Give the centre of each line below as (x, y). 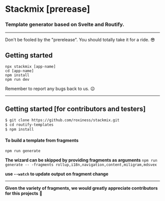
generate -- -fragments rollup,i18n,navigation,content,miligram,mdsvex (81, 165)
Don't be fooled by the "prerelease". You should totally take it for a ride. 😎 (80, 40)
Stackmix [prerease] (48, 9)
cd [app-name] (20, 71)
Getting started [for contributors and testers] (75, 109)
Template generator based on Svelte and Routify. (65, 25)
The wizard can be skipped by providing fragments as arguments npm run (81, 160)
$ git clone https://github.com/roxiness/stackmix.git (62, 120)
